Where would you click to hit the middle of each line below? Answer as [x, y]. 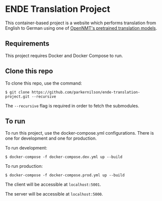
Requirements [27, 44]
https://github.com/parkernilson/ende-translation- [86, 92]
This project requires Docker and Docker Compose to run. [64, 55]
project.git [17, 97]
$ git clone [17, 92]
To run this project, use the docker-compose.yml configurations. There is [80, 133]
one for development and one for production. [51, 138]
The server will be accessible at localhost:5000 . [54, 194]
